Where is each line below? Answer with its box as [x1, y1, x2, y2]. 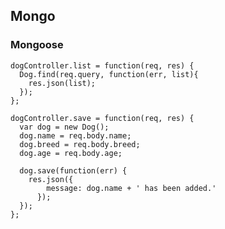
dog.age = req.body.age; [19, 148, 123, 158]
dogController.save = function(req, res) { [10, 113, 195, 123]
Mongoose [10, 38, 64, 52]
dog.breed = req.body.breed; [19, 139, 141, 149]
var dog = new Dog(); [19, 122, 110, 132]
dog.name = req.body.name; [19, 130, 132, 141]
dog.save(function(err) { [19, 165, 128, 176]
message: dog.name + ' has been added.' [46, 183, 217, 193]
